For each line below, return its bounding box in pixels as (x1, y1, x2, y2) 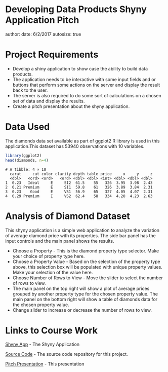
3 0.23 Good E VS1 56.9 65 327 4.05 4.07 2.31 (5, 189, 153, 194)
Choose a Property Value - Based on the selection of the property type (12, 258, 160, 265)
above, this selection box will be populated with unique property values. (12, 264, 163, 270)
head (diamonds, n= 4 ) (5, 158, 49, 163)
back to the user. (12, 87, 48, 93)
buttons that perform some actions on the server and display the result (12, 82, 160, 88)
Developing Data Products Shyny (5, 4, 147, 15)
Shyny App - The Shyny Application (5, 341, 80, 348)
